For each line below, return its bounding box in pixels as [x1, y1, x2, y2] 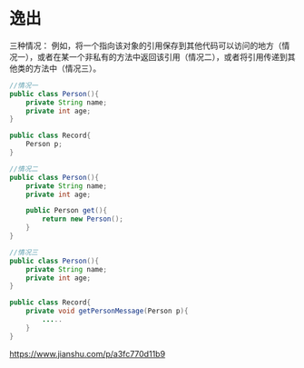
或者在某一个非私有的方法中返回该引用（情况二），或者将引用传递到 [36, 51, 288, 62]
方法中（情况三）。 [33, 63, 102, 74]
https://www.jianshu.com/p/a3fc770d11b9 [9, 348, 166, 359]
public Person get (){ [25, 206, 107, 215]
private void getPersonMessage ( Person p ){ [25, 306, 189, 316]
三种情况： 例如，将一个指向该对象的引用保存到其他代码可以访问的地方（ [9, 40, 282, 51]
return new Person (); [42, 214, 124, 224]
